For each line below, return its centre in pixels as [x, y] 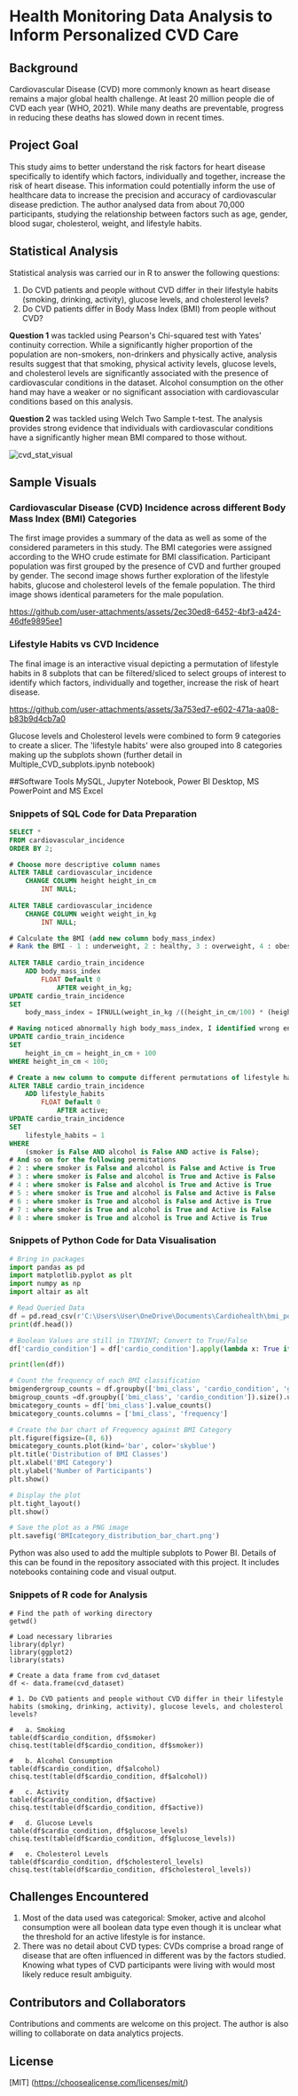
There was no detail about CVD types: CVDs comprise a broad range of [153, 1946]
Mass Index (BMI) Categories [73, 518]
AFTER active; [82, 1111]
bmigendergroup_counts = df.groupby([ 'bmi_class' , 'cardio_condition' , [144, 1389]
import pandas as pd [47, 1267]
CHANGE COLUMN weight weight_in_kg [91, 914]
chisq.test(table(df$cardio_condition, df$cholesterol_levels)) [130, 1870]
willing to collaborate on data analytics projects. [96, 2033]
